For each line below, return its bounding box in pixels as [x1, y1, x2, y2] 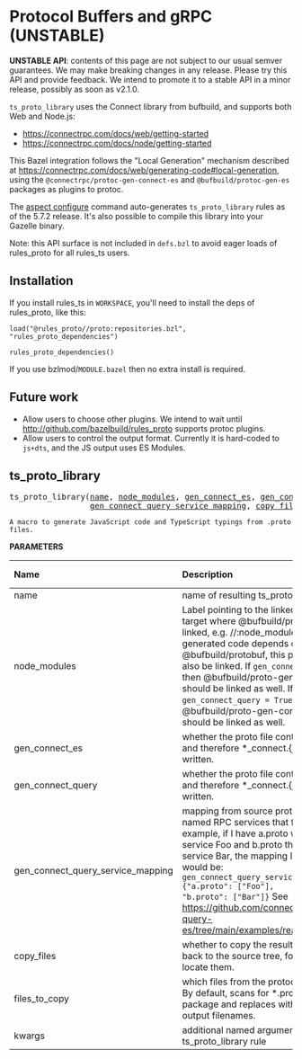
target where [182, 615, 236, 627]
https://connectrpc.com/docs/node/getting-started [22, 138, 212, 148]
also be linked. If [182, 660, 252, 672]
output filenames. [182, 1010, 256, 1022]
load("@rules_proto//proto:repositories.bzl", [9, 324, 187, 334]
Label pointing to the [182, 604, 270, 617]
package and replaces [182, 998, 276, 1010]
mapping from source [182, 805, 273, 817]
